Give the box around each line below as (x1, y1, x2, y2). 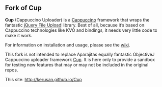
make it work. (5, 32, 33, 38)
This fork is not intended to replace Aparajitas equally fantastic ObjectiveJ (5, 51, 155, 57)
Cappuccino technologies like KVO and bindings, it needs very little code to (5, 27, 158, 33)
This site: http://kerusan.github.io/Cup (5, 76, 82, 82)
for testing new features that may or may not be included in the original (5, 62, 149, 67)
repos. (5, 67, 18, 73)
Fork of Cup (5, 4, 42, 12)
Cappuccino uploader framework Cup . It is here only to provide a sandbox (5, 56, 155, 63)
